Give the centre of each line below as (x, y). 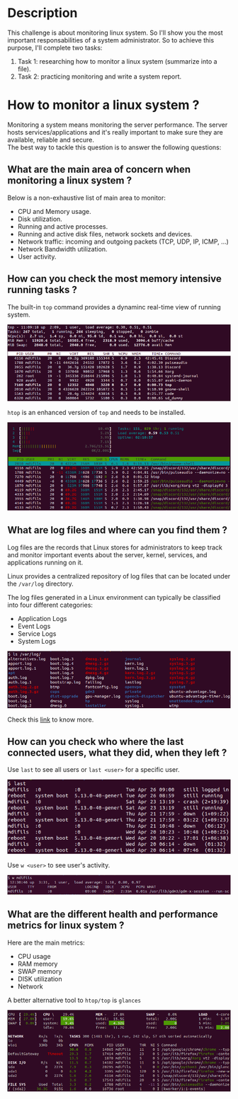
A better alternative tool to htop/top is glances (74, 1000)
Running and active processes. (63, 226)
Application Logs (42, 618)
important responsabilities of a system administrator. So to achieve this (111, 40)
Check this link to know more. (51, 719)
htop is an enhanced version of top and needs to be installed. (96, 412)
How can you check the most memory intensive (114, 279)
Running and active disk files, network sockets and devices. (105, 234)
